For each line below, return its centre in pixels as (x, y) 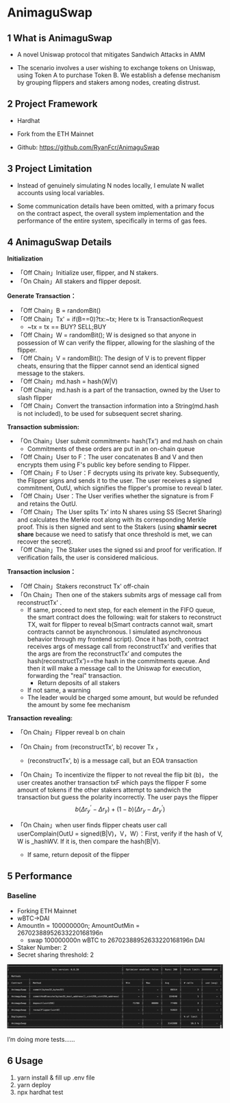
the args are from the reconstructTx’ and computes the (105, 654)
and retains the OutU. (47, 504)
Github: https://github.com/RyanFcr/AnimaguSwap (88, 147)
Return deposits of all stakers (79, 683)
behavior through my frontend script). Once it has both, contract (118, 639)
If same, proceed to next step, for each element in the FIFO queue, (121, 610)
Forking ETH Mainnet (47, 911)
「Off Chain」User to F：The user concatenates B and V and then (110, 457)
